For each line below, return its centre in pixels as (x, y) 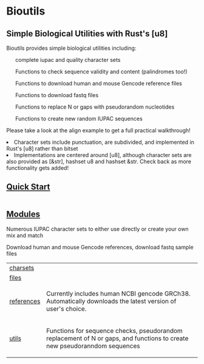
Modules (23, 214)
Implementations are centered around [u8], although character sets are (103, 155)
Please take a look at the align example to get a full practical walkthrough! (98, 130)
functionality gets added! (37, 168)
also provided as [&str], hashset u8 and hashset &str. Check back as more (99, 161)
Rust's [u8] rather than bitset (42, 149)
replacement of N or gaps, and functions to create (117, 338)
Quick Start (28, 187)
